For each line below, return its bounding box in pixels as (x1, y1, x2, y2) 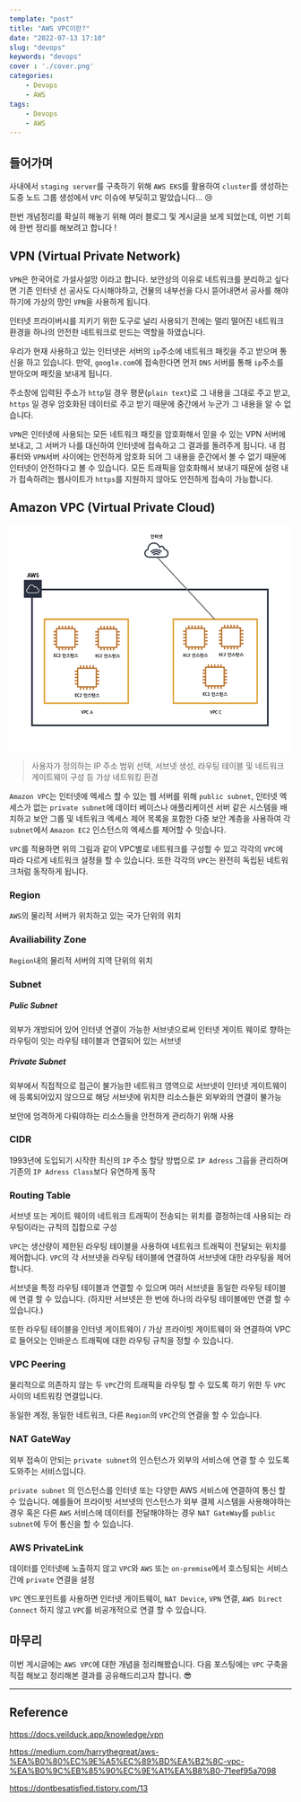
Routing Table (9, 1189, 72, 1201)
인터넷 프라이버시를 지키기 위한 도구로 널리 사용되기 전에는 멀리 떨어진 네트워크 (9, 315, 285, 326)
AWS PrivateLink (9, 1541, 84, 1553)
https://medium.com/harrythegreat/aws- (9, 1746, 159, 1757)
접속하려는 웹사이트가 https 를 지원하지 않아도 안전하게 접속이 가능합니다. (18, 473, 273, 484)
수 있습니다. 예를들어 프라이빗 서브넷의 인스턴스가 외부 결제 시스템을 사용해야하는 (9, 1496, 292, 1507)
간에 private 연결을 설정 (9, 1574, 96, 1585)
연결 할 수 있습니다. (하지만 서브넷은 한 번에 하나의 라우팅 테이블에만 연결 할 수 (18, 1294, 291, 1305)
